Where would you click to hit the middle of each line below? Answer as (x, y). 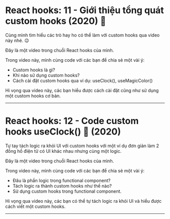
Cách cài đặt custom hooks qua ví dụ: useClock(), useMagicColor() (82, 80)
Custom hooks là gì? (34, 70)
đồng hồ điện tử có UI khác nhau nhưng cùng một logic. (63, 151)
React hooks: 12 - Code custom (72, 121)
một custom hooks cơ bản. (33, 96)
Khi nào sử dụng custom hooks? (46, 75)
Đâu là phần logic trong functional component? (61, 180)
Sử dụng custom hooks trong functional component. (67, 191)
